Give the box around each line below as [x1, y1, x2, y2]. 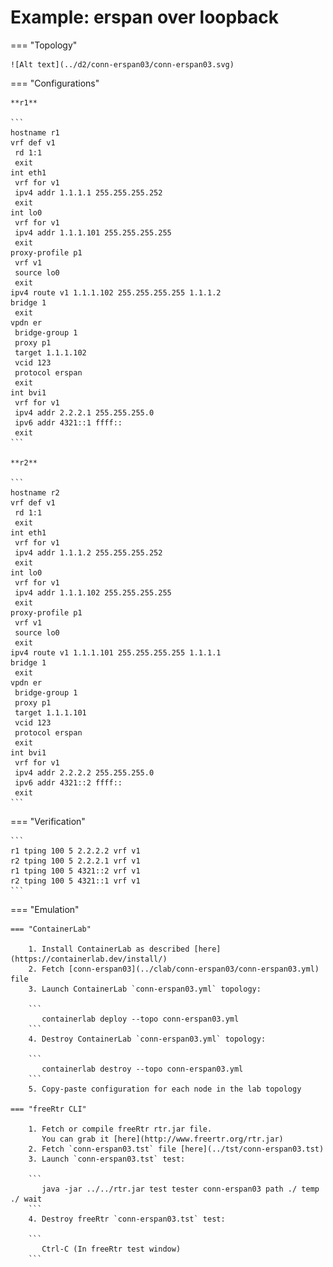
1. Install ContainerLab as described [28, 944, 190, 954]
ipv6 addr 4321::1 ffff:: [14, 417, 123, 428]
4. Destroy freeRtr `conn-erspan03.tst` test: [28, 1214, 226, 1224]
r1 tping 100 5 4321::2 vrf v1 [10, 866, 141, 876]
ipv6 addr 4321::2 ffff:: [14, 777, 123, 788]
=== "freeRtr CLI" [10, 1104, 87, 1114]
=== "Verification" [10, 815, 86, 827]
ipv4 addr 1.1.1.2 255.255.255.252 [14, 547, 163, 558]
